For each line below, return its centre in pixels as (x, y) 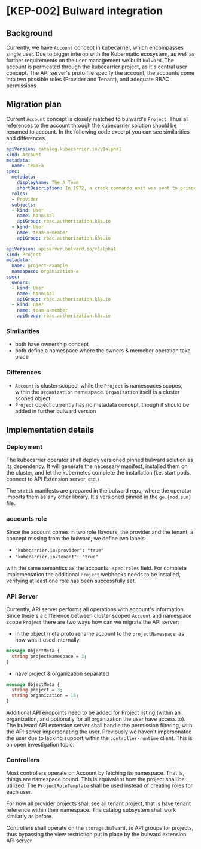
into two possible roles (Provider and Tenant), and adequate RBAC (88, 79)
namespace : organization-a (45, 271)
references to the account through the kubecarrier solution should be (92, 125)
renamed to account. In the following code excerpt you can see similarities (98, 132)
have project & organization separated (62, 673)
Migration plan (34, 105)
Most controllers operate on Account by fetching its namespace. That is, (95, 773)
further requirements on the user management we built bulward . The (90, 60)
